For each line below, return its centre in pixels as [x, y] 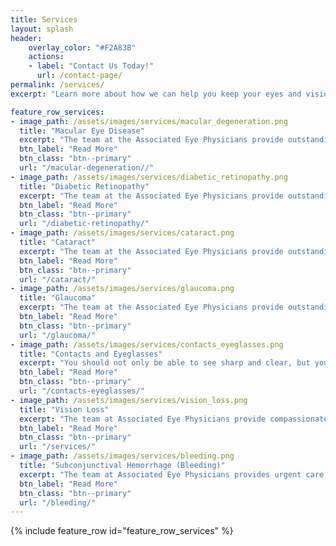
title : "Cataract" [58, 242]
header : [26, 38]
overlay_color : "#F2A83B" [82, 47]
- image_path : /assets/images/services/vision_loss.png [129, 400]
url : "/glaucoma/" [58, 335]
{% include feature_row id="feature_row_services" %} [122, 531]
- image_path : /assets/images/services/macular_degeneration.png [149, 121]
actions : [46, 57]
